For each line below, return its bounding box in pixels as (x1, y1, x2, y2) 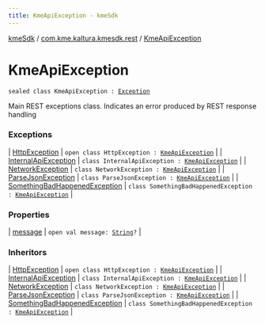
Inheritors (8, 247, 47, 258)
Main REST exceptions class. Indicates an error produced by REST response (8, 101, 257, 111)
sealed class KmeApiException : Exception (8, 87, 150, 95)
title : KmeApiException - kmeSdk (8, 11, 119, 20)
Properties (8, 209, 50, 220)
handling (8, 109, 37, 119)
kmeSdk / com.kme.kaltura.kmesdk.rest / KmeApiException (8, 33, 202, 43)
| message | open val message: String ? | (8, 227, 142, 237)
